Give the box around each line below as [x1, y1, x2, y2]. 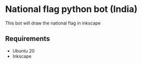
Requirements [5, 34, 50, 43]
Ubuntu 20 [12, 47, 35, 53]
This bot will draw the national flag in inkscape [5, 20, 101, 26]
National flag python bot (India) [5, 3, 137, 15]
